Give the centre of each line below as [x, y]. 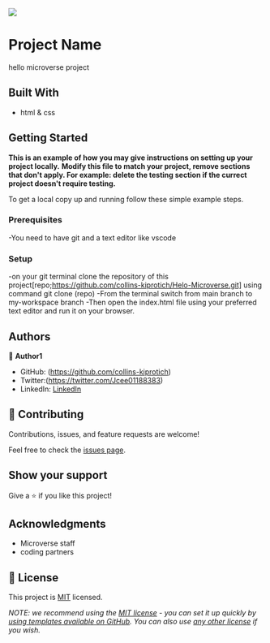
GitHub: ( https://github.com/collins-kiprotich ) [96, 371]
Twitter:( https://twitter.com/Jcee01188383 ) [92, 380]
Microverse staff [47, 543]
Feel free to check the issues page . [67, 450]
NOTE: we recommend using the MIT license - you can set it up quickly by [133, 613]
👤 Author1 [26, 356]
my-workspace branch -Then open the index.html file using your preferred [133, 302]
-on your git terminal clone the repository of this [88, 277]
